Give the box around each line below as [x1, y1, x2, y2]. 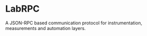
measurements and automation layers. [5, 25, 86, 31]
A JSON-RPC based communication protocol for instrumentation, [5, 20, 142, 26]
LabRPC [5, 3, 40, 15]
